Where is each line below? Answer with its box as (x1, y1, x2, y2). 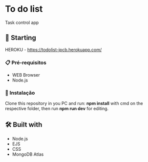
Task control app (5, 20, 39, 25)
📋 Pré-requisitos (5, 59, 46, 66)
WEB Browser (12, 72, 40, 78)
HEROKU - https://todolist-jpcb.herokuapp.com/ (5, 46, 102, 52)
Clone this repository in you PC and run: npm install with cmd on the (5, 101, 143, 106)
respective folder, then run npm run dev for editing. (5, 106, 109, 112)
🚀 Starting (5, 34, 37, 42)
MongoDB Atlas (12, 151, 44, 157)
